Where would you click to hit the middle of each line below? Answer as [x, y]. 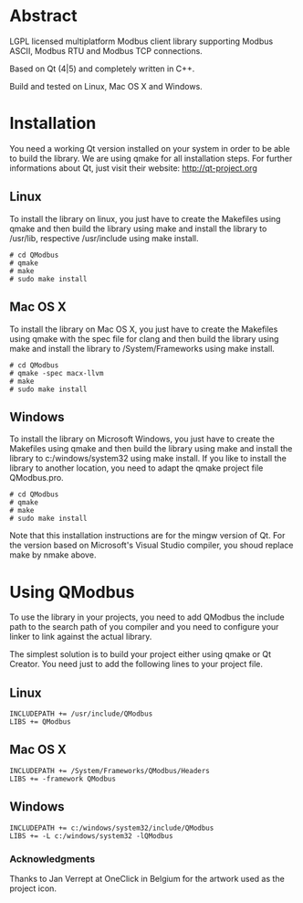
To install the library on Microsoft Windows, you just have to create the [142, 439]
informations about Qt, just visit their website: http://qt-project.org [133, 168]
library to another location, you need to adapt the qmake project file [136, 468]
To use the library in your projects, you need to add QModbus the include [147, 617]
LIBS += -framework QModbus [63, 779]
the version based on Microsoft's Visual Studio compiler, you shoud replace [151, 546]
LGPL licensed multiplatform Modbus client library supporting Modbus [141, 41]
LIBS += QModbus [40, 722]
